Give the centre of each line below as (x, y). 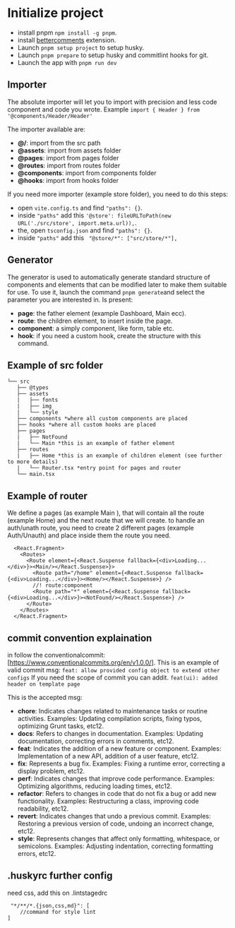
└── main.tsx (36, 475)
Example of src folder (55, 365)
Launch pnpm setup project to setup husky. (81, 47)
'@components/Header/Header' (50, 116)
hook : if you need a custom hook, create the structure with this (109, 335)
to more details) (33, 462)
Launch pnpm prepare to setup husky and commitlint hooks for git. (113, 55)
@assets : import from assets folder (69, 150)
